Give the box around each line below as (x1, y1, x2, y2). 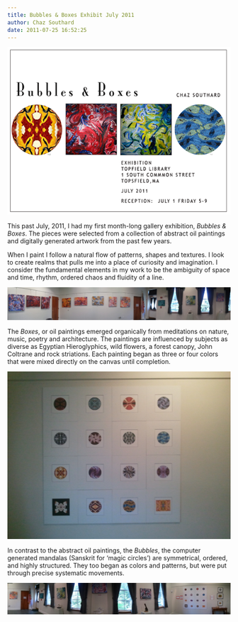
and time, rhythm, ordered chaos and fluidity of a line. (7, 273, 164, 282)
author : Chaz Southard (7, 18, 74, 26)
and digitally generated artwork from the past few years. (7, 237, 172, 245)
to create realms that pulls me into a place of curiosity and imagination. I (7, 258, 218, 267)
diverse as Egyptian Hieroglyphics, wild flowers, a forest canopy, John (7, 342, 212, 350)
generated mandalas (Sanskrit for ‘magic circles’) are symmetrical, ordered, (7, 553, 228, 562)
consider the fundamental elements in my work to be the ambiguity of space (7, 266, 230, 274)
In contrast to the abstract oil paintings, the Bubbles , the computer (7, 546, 201, 555)
